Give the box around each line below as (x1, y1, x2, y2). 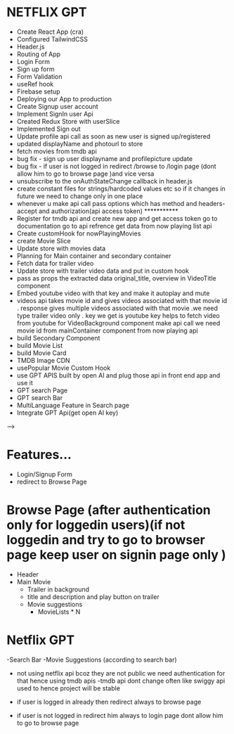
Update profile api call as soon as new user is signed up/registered (16, 131, 211, 141)
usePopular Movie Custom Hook (16, 363, 111, 372)
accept (16, 207, 37, 215)
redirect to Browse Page (16, 477, 87, 486)
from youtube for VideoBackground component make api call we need (16, 318, 221, 327)
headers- (198, 199, 226, 207)
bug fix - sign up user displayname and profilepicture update (16, 154, 193, 162)
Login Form (16, 57, 51, 65)
